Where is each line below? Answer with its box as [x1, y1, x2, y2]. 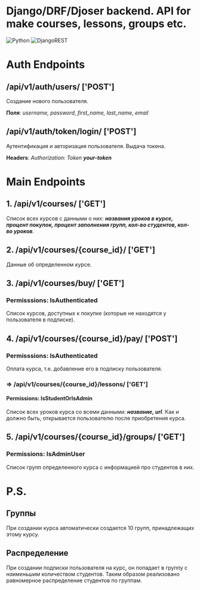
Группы [6, 508, 36, 519]
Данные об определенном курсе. [6, 261, 92, 268]
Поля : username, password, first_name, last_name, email [6, 109, 149, 116]
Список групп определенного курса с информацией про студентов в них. [6, 463, 195, 471]
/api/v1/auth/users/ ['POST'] [6, 82, 115, 92]
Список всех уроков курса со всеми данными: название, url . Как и [6, 408, 179, 416]
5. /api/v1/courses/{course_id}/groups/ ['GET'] [6, 432, 185, 442]
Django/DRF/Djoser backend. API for [6, 4, 191, 18]
